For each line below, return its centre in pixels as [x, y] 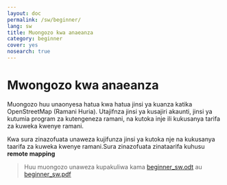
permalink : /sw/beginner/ [44, 20]
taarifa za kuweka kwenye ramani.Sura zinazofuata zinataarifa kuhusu [106, 146]
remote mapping [31, 154]
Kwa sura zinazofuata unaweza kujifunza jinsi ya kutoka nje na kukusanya [111, 139]
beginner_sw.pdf [48, 174]
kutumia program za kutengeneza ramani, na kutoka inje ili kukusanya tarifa [114, 118]
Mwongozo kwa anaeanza [83, 85]
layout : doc [24, 13]
